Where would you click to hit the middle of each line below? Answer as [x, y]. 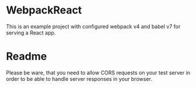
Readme [27, 57]
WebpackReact [44, 10]
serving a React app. [31, 32]
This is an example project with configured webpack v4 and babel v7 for [93, 26]
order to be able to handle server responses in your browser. [79, 79]
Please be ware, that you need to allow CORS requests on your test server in [98, 72]
